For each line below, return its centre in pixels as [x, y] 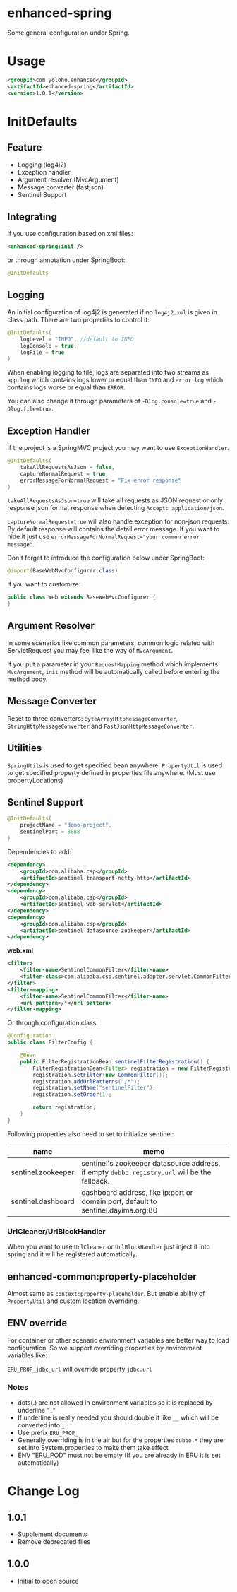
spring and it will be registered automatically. [72, 1254]
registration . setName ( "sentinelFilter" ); [95, 1088]
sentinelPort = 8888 [50, 832]
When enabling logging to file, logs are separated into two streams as [108, 372]
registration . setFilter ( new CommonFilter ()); [101, 1075]
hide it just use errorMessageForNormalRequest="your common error [104, 537]
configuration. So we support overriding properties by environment [105, 1348]
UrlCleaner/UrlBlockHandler [56, 1231]
